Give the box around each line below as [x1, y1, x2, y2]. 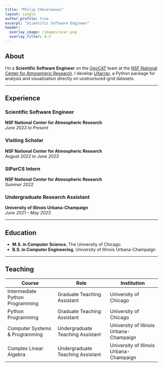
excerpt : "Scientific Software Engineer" [5, 20, 90, 26]
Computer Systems [7, 325, 51, 332]
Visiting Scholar [5, 137, 44, 144]
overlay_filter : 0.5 [9, 35, 51, 39]
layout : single [5, 12, 36, 17]
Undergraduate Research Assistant [5, 193, 90, 200]
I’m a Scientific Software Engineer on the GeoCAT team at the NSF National [5, 65, 158, 71]
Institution [120, 280, 145, 286]
